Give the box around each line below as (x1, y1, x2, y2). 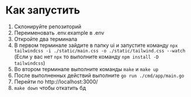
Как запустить (5, 4, 81, 17)
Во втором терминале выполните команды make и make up (14, 65, 159, 72)
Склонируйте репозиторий (14, 23, 82, 30)
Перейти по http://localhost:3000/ (14, 78, 98, 85)
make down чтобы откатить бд (14, 84, 86, 91)
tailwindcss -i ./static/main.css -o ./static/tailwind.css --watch (14, 48, 186, 53)
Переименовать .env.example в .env (14, 29, 105, 36)
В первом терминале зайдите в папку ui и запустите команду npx (14, 42, 178, 49)
